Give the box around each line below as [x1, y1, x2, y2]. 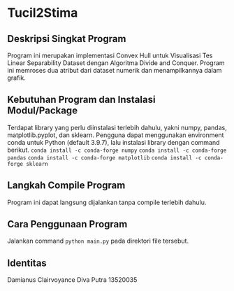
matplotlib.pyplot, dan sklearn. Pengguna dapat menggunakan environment [7, 131, 224, 139]
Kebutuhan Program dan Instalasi [7, 94, 156, 106]
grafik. [7, 73, 27, 82]
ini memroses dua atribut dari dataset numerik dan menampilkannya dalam [7, 66, 222, 74]
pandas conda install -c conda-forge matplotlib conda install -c [7, 154, 202, 162]
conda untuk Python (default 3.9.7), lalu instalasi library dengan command [7, 138, 220, 146]
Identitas [7, 257, 47, 269]
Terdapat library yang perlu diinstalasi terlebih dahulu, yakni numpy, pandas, [7, 123, 227, 132]
